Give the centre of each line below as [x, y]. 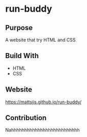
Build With [22, 56]
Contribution [26, 118]
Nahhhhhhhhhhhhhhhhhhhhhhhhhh [42, 130]
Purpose [19, 28]
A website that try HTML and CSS [40, 40]
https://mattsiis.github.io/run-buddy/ [43, 102]
